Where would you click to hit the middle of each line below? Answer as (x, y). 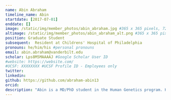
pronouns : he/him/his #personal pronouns (50, 47)
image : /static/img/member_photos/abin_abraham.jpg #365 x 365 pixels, (83, 29)
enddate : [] (18, 24)
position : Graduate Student (35, 38)
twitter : (15, 71)
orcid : (12, 85)
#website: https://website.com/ (39, 62)
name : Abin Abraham (26, 10)
